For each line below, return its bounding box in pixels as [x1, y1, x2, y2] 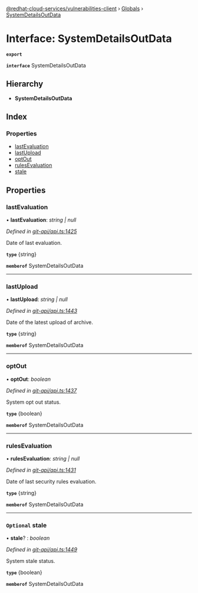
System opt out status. [6, 398, 61, 406]
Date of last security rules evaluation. [6, 478, 97, 485]
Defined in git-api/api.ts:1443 [6, 307, 78, 315]
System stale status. [6, 558, 55, 565]
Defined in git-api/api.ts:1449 [6, 546, 78, 553]
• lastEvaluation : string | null [6, 216, 77, 223]
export [6, 51, 22, 57]
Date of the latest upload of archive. [6, 319, 93, 326]
